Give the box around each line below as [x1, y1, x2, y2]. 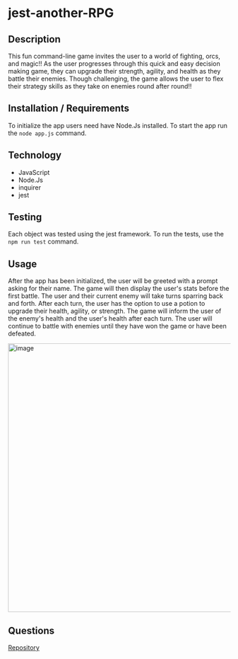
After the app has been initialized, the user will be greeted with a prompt [8, 277, 218, 285]
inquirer [18, 183, 42, 192]
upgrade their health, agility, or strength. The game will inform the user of [8, 306, 222, 316]
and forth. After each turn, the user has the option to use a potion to [8, 299, 206, 308]
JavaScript [18, 168, 50, 176]
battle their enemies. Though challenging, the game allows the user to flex [8, 74, 224, 83]
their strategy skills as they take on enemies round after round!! [8, 82, 192, 90]
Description [8, 33, 61, 45]
